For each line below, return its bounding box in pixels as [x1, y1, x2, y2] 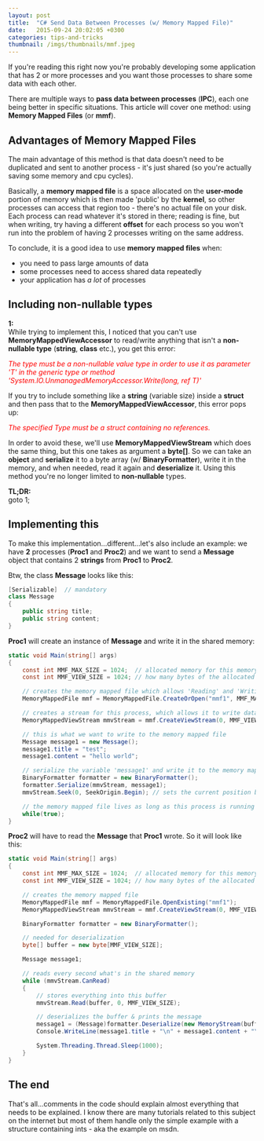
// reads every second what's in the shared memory [22, 970, 195, 978]
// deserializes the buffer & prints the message [36, 1013, 202, 1021]
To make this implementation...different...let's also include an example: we [8, 539, 247, 548]
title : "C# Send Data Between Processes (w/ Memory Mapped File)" [8, 19, 234, 27]
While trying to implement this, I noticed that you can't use [8, 327, 197, 336]
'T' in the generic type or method [8, 367, 115, 377]
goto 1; [8, 495, 30, 504]
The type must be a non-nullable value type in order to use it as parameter [8, 359, 251, 368]
